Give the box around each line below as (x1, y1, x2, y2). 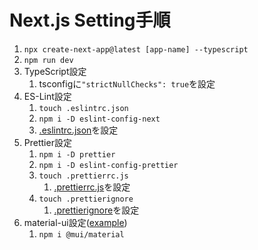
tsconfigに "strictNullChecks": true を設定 (38, 77, 216, 90)
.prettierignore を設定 (53, 204, 140, 216)
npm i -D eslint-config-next (38, 114, 161, 124)
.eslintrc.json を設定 (38, 124, 119, 136)
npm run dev (23, 55, 74, 65)
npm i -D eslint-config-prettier (38, 160, 179, 170)
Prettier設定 (23, 136, 72, 148)
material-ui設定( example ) (23, 216, 128, 228)
